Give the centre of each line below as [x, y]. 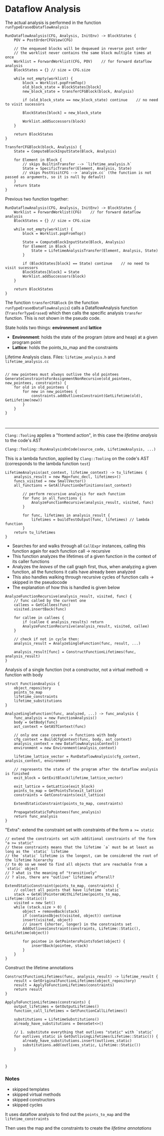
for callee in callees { [39, 618]
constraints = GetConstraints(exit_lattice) [60, 795]
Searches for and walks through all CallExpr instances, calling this [79, 546]
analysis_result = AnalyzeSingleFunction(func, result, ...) [77, 643]
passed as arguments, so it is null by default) [55, 177]
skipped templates [31, 1090]
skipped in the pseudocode [40, 582]
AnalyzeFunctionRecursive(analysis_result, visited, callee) [86, 626]
